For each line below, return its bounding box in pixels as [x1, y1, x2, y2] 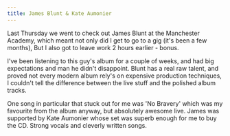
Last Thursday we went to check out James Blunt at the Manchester [7, 29, 200, 37]
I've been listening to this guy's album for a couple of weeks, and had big [7, 56, 214, 65]
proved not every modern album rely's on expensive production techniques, [7, 71, 222, 80]
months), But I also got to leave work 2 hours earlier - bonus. [7, 43, 180, 52]
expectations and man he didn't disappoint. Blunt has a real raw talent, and [7, 64, 219, 72]
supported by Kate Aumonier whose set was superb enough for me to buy [7, 114, 218, 122]
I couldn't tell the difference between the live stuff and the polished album [7, 78, 216, 87]
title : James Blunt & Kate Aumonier [7, 10, 112, 17]
